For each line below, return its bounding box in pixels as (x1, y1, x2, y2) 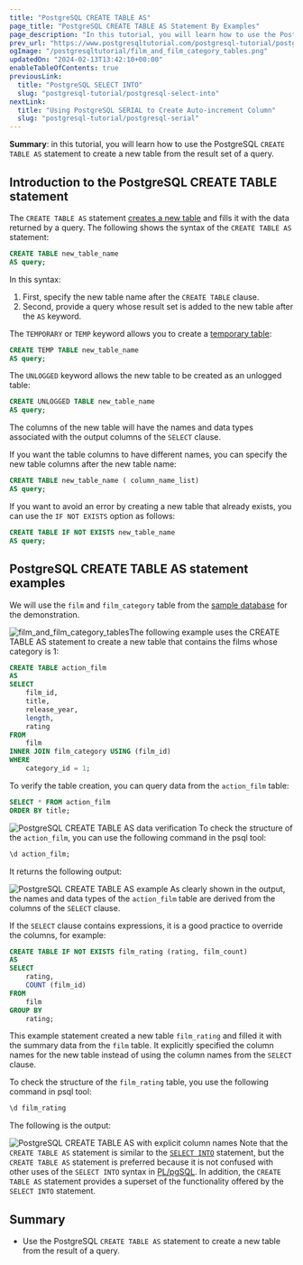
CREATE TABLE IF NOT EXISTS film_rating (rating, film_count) (9, 947, 248, 956)
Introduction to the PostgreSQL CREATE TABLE (9, 174, 278, 190)
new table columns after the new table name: (9, 459, 178, 470)
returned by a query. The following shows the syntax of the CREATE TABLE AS (9, 222, 292, 233)
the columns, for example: (9, 929, 106, 940)
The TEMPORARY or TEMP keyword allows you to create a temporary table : (9, 328, 272, 339)
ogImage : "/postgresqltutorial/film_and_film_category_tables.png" (9, 47, 269, 56)
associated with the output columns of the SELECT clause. (9, 432, 222, 442)
